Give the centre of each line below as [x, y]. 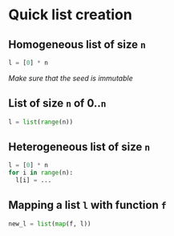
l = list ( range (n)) [41, 122]
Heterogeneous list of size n [79, 146]
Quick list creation [70, 15]
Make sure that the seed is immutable [71, 78]
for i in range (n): [41, 173]
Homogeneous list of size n [77, 45]
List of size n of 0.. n [57, 103]
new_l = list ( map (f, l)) [50, 224]
